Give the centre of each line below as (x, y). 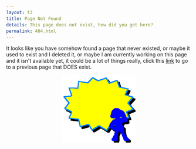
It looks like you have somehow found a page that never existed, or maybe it (98, 48)
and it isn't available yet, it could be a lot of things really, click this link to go (97, 61)
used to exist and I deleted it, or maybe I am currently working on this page (97, 55)
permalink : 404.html (31, 31)
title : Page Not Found (34, 18)
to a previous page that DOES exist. (49, 67)
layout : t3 (19, 12)
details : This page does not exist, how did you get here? (80, 25)
